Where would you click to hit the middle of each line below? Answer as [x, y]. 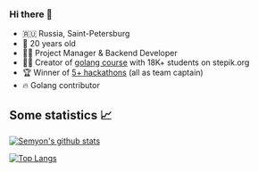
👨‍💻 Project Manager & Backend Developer [100, 53]
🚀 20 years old [49, 44]
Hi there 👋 [31, 14]
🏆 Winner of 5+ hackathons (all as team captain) [112, 73]
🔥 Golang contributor [61, 86]
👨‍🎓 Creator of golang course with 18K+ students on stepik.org [136, 62]
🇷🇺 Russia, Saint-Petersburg [76, 34]
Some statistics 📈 [61, 115]
